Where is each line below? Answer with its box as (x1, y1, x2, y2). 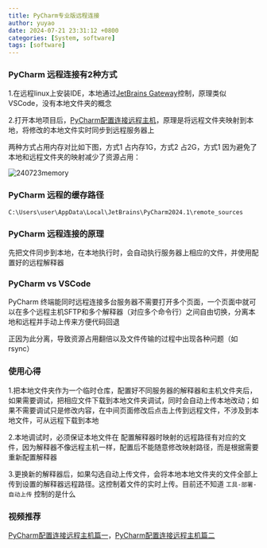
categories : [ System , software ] (8, 33, 115, 42)
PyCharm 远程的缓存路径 (8, 190, 105, 201)
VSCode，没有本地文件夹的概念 (8, 99, 112, 108)
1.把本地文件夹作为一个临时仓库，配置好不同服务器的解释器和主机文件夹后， (8, 386, 257, 395)
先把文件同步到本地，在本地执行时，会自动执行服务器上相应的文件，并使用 (8, 248, 252, 257)
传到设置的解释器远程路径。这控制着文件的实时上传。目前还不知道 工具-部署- (8, 479, 257, 488)
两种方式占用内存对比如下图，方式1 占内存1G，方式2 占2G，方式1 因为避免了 (8, 143, 257, 152)
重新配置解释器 (8, 452, 57, 462)
